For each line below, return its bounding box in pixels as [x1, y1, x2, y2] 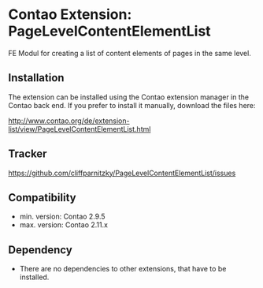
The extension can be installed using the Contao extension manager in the [8, 92, 250, 102]
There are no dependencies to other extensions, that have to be [19, 264, 227, 274]
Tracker [8, 148, 47, 161]
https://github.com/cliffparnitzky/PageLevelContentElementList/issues [8, 168, 236, 178]
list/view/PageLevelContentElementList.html [8, 124, 151, 133]
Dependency [8, 243, 72, 256]
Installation [8, 71, 65, 84]
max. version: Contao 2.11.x [19, 220, 109, 230]
